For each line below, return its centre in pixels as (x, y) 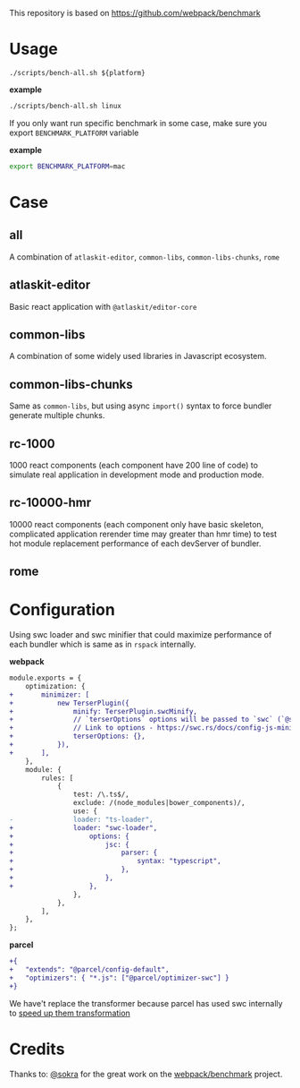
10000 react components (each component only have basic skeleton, (137, 524)
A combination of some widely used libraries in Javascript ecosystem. (138, 356)
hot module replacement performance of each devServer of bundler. (135, 543)
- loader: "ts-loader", (81, 819)
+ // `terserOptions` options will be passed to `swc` (142, 720)
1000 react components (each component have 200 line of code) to (134, 465)
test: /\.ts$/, (101, 795)
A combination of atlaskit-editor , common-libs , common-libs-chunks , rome (145, 257)
